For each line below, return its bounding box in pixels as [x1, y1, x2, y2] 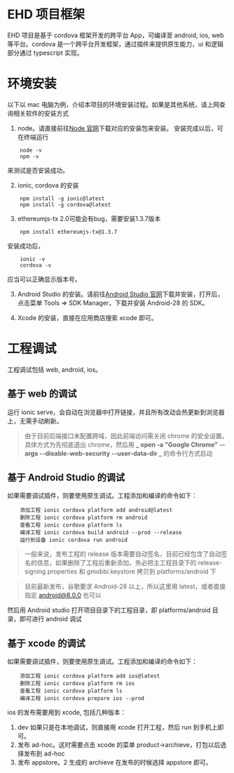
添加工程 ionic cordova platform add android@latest [20, 507, 173, 514]
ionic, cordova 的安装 [17, 180, 79, 190]
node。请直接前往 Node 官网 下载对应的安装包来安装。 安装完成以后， [17, 124, 217, 132]
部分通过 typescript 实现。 [7, 48, 83, 57]
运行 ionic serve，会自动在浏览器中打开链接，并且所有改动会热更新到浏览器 [7, 408, 226, 416]
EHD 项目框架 [7, 6, 85, 22]
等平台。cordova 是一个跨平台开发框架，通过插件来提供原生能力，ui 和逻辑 [7, 39, 224, 48]
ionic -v [20, 256, 46, 263]
